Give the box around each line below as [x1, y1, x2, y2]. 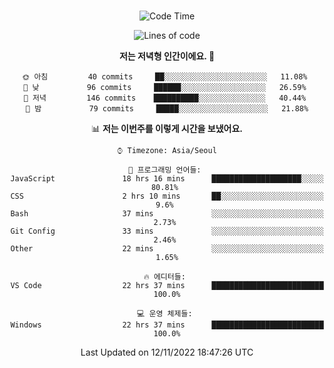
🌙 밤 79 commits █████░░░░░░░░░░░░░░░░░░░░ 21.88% [25, 104, 309, 114]
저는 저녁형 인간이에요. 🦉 [118, 50, 216, 62]
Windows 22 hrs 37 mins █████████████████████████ [10, 320, 324, 330]
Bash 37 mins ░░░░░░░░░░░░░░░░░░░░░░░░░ [10, 209, 324, 219]
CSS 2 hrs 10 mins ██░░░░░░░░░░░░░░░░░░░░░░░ [10, 191, 324, 201]
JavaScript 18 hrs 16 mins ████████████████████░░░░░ [10, 174, 324, 184]
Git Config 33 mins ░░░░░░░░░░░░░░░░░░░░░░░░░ [10, 226, 324, 236]
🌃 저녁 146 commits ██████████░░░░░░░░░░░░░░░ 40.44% [23, 93, 307, 103]
